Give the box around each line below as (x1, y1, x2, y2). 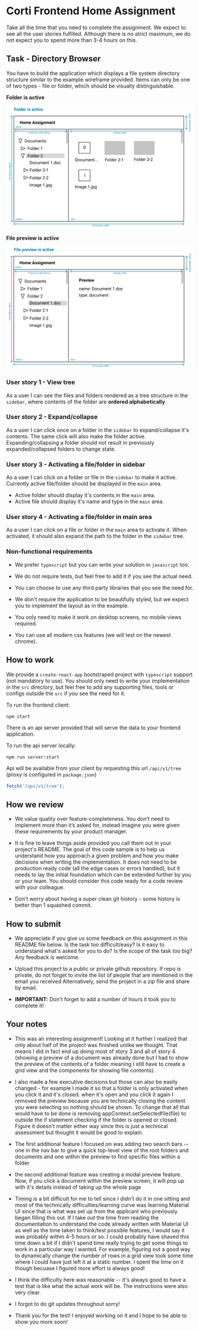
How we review (6, 799, 64, 810)
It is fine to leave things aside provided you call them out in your (14, 839, 172, 846)
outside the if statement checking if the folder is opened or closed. (14, 1116, 178, 1123)
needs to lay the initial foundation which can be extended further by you (14, 871, 191, 879)
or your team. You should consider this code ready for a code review (14, 877, 183, 885)
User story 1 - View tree (6, 378, 75, 386)
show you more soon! (14, 1318, 68, 1325)
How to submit (6, 918, 61, 929)
